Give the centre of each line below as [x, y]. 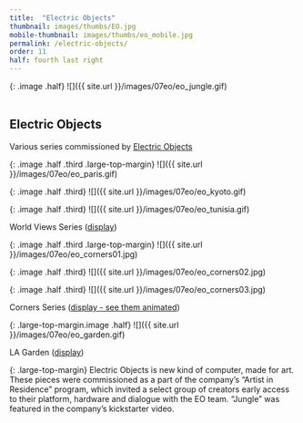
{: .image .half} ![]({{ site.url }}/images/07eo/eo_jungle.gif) [118, 86]
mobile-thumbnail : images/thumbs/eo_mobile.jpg [101, 35]
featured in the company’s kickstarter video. [92, 408]
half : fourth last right [56, 60]
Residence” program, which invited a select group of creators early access [149, 389]
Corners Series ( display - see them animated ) [95, 307]
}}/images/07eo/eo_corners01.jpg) [74, 254]
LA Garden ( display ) [47, 352]
